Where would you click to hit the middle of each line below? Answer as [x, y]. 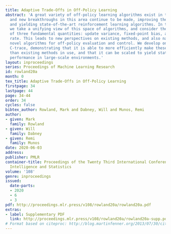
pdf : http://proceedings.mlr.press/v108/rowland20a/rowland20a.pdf [78, 205]
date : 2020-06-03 [24, 148]
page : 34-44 [18, 96]
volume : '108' [20, 172]
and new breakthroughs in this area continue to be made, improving [84, 19]
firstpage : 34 [20, 86]
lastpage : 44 [19, 91]
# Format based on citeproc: [36, 224]
